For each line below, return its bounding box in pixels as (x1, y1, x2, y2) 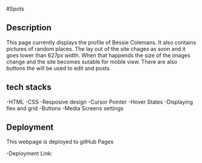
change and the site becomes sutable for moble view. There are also (6, 58, 178, 65)
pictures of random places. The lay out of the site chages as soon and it (6, 45, 186, 52)
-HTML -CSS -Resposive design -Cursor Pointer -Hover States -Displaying (6, 98, 193, 105)
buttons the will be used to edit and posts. (6, 64, 111, 72)
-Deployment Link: (6, 150, 53, 157)
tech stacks (6, 82, 52, 93)
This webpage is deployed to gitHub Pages (6, 138, 114, 145)
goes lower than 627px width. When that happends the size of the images (6, 52, 191, 59)
